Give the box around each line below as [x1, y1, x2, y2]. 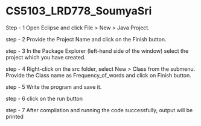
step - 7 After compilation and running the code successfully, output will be [5, 106, 193, 113]
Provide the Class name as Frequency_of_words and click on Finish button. [5, 71, 191, 79]
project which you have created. [5, 53, 86, 61]
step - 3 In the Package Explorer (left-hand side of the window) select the [5, 47, 189, 55]
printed [5, 113, 24, 120]
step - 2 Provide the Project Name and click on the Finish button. [5, 35, 167, 43]
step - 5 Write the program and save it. [5, 83, 102, 91]
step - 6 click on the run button [5, 95, 83, 102]
